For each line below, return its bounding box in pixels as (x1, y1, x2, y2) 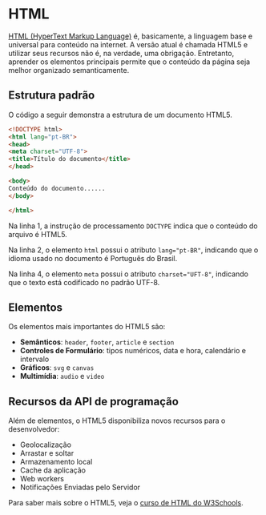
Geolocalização (19, 440, 72, 449)
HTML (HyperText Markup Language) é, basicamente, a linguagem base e (8, 31, 253, 41)
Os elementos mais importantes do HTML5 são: (8, 322, 166, 332)
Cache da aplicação (19, 465, 87, 475)
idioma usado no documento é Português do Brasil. (8, 253, 178, 263)
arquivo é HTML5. (8, 229, 68, 239)
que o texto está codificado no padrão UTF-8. (8, 277, 160, 287)
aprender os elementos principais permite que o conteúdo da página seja (8, 57, 251, 66)
